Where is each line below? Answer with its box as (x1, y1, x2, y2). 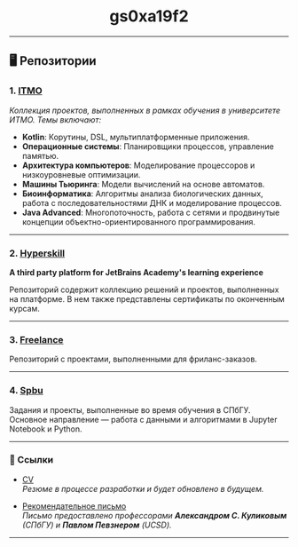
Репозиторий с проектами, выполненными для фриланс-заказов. (9, 353, 257, 365)
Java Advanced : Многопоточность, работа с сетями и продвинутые (21, 207, 280, 218)
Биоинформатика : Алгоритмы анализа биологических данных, (21, 188, 263, 199)
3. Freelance (9, 333, 64, 345)
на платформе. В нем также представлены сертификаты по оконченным (9, 293, 286, 304)
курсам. (9, 303, 40, 313)
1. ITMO (9, 84, 43, 97)
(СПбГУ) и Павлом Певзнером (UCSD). (21, 519, 172, 530)
